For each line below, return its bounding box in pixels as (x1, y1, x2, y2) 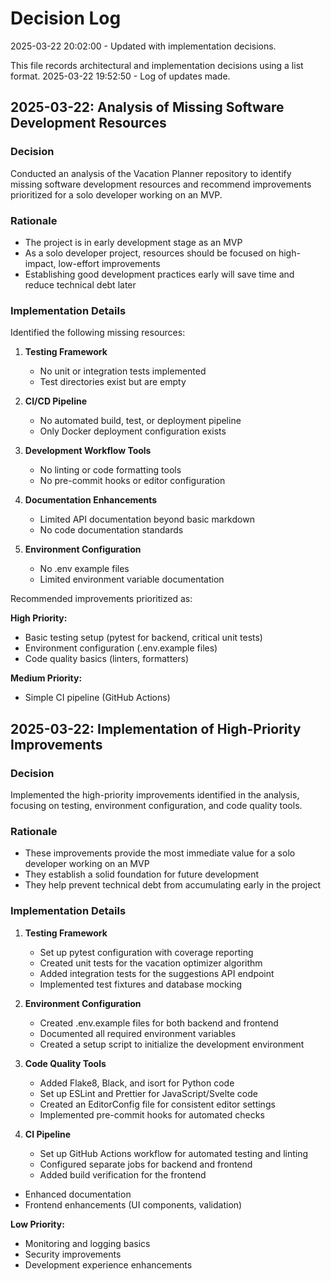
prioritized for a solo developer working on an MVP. (10, 188, 223, 201)
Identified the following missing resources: (10, 327, 186, 339)
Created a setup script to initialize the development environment (39, 1038, 305, 1050)
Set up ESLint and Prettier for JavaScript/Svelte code (39, 1087, 258, 1099)
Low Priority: (10, 1218, 65, 1230)
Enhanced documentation (24, 1188, 132, 1200)
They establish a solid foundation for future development (24, 868, 260, 881)
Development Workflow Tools (24, 445, 152, 457)
